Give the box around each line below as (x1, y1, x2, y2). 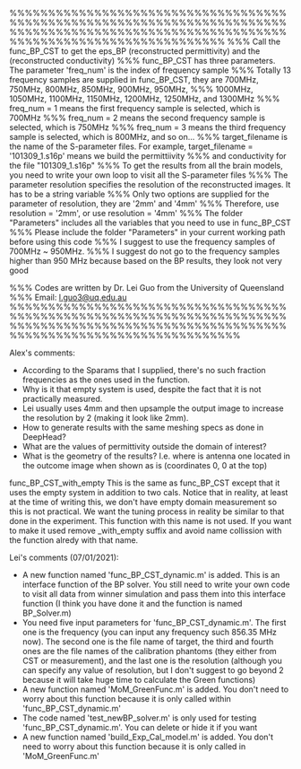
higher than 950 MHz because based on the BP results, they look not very (9, 256, 282, 266)
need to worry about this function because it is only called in (21, 741, 246, 752)
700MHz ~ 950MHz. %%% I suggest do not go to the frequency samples (9, 246, 280, 257)
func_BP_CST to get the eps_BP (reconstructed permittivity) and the (9, 46, 261, 57)
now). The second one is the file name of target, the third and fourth (21, 636, 274, 647)
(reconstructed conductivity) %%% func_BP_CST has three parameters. (9, 56, 276, 66)
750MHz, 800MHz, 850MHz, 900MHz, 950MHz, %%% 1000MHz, (9, 84, 254, 94)
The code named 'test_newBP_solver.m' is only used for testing (21, 712, 257, 723)
